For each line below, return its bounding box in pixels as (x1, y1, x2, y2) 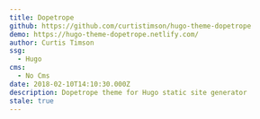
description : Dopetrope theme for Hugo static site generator (9, 88, 247, 97)
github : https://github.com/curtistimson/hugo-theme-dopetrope (9, 21, 252, 30)
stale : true (9, 96, 54, 106)
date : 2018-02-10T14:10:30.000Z (9, 80, 130, 89)
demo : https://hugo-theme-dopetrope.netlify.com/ (9, 30, 200, 38)
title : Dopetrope (9, 13, 75, 22)
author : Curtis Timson (9, 38, 94, 47)
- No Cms (17, 72, 50, 81)
